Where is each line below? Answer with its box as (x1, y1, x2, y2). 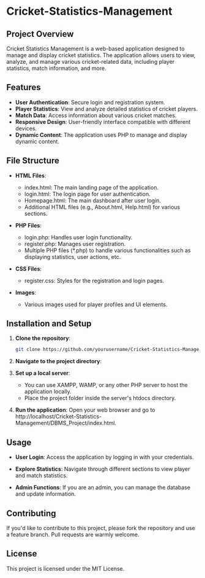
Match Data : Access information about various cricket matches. (15, 112, 177, 119)
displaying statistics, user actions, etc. (24, 253, 121, 260)
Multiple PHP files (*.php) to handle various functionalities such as (24, 247, 191, 254)
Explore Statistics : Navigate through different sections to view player (15, 465, 190, 473)
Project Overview (6, 29, 74, 39)
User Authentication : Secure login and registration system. (15, 98, 165, 106)
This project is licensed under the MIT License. (6, 565, 125, 572)
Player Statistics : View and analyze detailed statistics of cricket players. (15, 105, 198, 112)
